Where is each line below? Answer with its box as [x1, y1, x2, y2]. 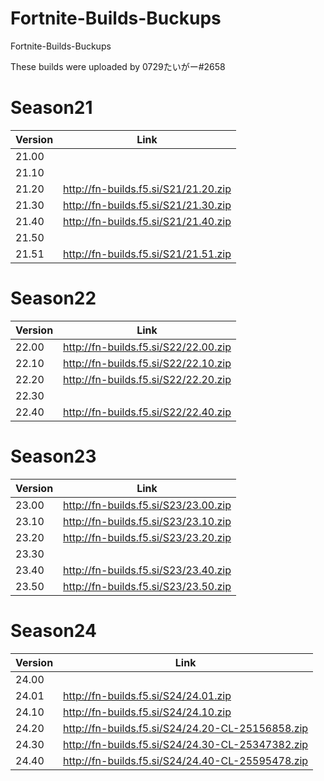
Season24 [10, 619, 97, 642]
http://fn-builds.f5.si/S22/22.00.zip [63, 340, 232, 354]
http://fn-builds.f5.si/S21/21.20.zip [63, 182, 232, 196]
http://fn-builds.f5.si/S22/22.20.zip [63, 372, 232, 386]
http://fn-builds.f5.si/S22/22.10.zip [63, 356, 232, 370]
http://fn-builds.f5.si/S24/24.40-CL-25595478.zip [63, 753, 309, 767]
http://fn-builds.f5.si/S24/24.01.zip [63, 688, 232, 702]
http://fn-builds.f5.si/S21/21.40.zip [63, 214, 232, 228]
